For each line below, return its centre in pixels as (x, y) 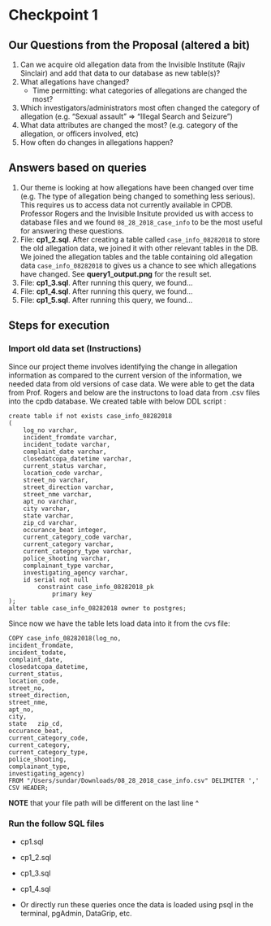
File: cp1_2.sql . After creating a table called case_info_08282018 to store (140, 239)
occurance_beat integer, (65, 530)
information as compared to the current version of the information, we (125, 375)
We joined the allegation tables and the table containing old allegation (136, 256)
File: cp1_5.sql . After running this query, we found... (106, 299)
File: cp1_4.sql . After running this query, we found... (106, 291)
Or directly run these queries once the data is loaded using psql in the (137, 904)
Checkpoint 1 (54, 15)
